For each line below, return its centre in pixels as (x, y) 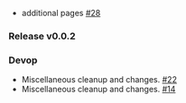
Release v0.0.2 (42, 36)
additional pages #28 (61, 13)
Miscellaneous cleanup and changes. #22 (99, 80)
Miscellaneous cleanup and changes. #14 (98, 90)
